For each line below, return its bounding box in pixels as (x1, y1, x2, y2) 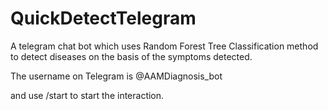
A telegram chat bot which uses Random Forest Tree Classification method (10, 40, 319, 52)
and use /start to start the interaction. (10, 89, 165, 101)
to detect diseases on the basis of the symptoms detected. (10, 50, 253, 62)
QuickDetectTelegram (10, 7, 197, 30)
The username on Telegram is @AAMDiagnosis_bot (10, 70, 223, 82)
